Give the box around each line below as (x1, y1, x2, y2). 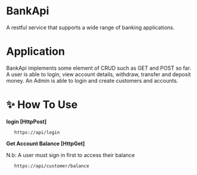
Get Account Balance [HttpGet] (6, 140, 85, 147)
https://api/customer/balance (14, 162, 90, 169)
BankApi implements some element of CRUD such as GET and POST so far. (6, 64, 192, 71)
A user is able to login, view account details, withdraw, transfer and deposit (6, 70, 191, 78)
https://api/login (14, 129, 60, 135)
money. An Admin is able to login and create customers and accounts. (6, 77, 178, 84)
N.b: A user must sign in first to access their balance (6, 151, 136, 158)
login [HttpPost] (6, 118, 47, 125)
